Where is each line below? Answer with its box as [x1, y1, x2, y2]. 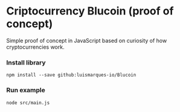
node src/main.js [6, 99, 50, 106]
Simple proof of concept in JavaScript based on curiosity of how [6, 37, 167, 44]
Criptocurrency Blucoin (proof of [6, 4, 174, 18]
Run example [6, 86, 45, 95]
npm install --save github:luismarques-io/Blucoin [6, 72, 137, 78]
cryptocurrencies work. [6, 43, 65, 51]
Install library [6, 58, 47, 67]
